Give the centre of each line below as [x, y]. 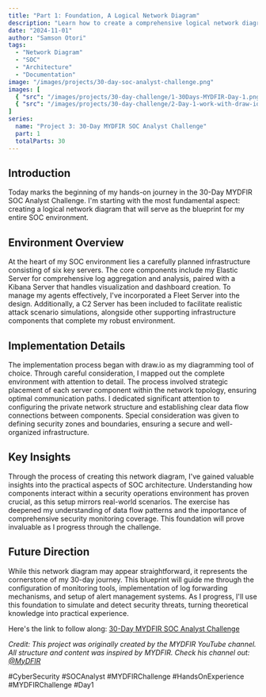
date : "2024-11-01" [40, 30]
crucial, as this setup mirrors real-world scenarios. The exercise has [119, 502]
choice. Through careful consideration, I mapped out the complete [117, 373]
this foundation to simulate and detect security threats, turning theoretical [128, 605]
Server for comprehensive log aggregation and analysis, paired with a [122, 279]
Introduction [40, 173]
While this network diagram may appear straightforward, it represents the [128, 571]
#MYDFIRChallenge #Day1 [51, 684]
